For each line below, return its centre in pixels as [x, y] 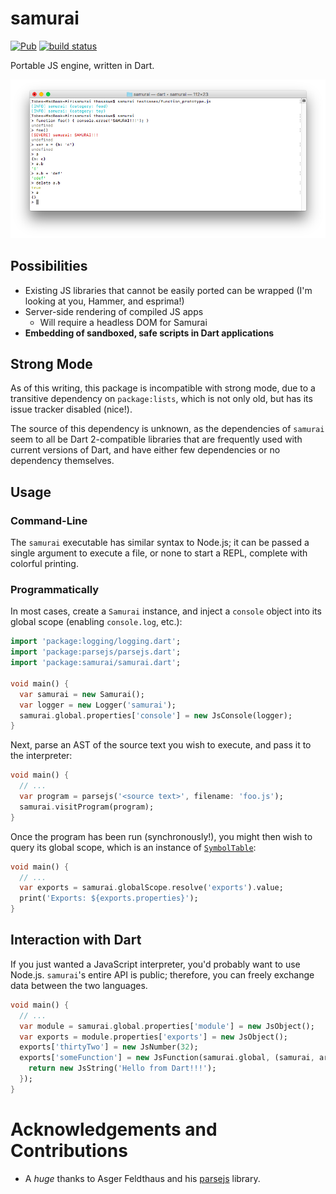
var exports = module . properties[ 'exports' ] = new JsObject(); [153, 1037]
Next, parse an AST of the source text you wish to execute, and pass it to [161, 745]
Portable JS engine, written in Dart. [82, 65]
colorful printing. [44, 564]
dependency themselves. [62, 461]
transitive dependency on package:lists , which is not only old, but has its [161, 399]
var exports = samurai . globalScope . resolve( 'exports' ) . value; [151, 888]
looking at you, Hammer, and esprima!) [104, 301]
